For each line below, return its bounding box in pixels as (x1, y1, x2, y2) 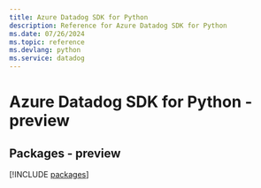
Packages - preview (9, 146, 121, 161)
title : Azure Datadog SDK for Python (9, 12, 149, 22)
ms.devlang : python (9, 46, 81, 55)
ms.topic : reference (9, 37, 86, 47)
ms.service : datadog (9, 54, 86, 63)
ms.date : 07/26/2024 (9, 29, 86, 38)
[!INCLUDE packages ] (9, 169, 89, 179)
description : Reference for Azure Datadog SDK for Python (9, 21, 227, 30)
